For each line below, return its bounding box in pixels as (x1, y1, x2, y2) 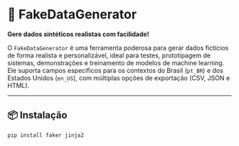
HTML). (7, 81, 30, 89)
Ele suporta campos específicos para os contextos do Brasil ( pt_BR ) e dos (7, 66, 224, 74)
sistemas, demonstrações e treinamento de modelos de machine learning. (7, 58, 225, 67)
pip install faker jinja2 (7, 131, 84, 139)
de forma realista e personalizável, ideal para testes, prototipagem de (7, 51, 211, 60)
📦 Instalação (7, 109, 68, 121)
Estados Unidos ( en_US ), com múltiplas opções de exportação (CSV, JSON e (7, 74, 230, 82)
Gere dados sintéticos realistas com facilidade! (7, 30, 149, 38)
